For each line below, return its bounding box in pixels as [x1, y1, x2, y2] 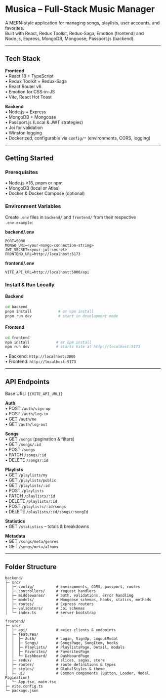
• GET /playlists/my [5, 472, 48, 478]
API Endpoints [5, 377, 50, 386]
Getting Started [5, 154, 54, 163]
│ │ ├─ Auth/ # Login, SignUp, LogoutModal [5, 636, 119, 641]
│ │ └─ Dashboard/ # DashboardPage [5, 654, 90, 658]
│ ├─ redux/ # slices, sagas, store [5, 657, 105, 663]
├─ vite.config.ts [5, 684, 43, 689]
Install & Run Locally [5, 281, 55, 288]
